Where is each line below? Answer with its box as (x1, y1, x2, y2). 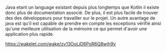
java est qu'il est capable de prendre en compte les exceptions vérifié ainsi (5, 20, 161, 26)
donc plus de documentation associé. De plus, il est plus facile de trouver (5, 10, 158, 16)
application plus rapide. (5, 31, 54, 37)
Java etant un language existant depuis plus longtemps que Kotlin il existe (5, 5, 159, 10)
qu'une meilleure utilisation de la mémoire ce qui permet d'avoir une (5, 26, 147, 32)
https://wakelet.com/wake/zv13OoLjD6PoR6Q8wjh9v (5, 41, 116, 47)
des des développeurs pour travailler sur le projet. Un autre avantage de (5, 15, 155, 21)
